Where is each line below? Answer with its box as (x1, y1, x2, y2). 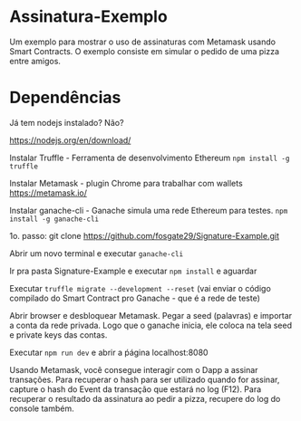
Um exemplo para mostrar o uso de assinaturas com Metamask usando (9, 36, 277, 47)
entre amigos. (9, 55, 62, 66)
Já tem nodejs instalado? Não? (9, 117, 124, 128)
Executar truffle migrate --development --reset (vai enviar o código (9, 282, 272, 293)
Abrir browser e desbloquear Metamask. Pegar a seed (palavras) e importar (9, 310, 293, 321)
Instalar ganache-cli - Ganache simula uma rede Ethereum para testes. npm (9, 205, 288, 215)
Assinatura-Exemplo (9, 6, 168, 27)
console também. (9, 403, 74, 414)
